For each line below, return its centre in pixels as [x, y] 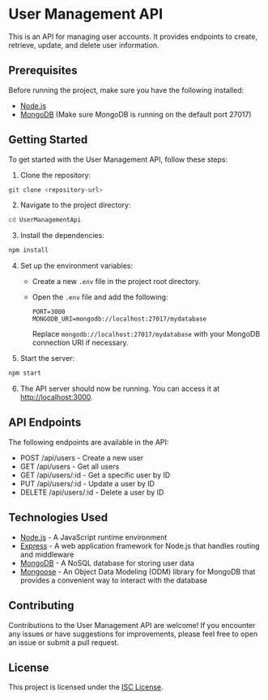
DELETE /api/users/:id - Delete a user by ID [92, 492]
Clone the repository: [55, 175]
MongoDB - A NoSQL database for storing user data [107, 562]
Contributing [41, 606]
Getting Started [48, 140]
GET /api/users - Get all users [70, 466]
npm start [25, 373]
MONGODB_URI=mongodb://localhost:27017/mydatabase [119, 319]
